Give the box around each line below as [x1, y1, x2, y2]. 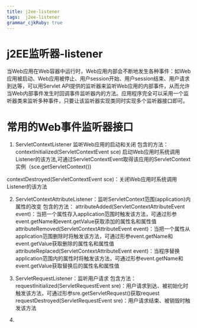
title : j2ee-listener [7, 8, 60, 15]
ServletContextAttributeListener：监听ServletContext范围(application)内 [15, 196, 191, 203]
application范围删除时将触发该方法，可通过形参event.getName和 [15, 233, 173, 240]
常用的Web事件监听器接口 [7, 120, 134, 134]
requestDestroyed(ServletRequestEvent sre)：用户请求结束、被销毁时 [15, 297, 185, 304]
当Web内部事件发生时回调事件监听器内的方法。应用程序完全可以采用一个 [7, 90, 184, 97]
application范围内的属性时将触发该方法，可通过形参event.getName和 [15, 255, 183, 262]
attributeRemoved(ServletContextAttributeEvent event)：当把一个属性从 [15, 226, 190, 233]
